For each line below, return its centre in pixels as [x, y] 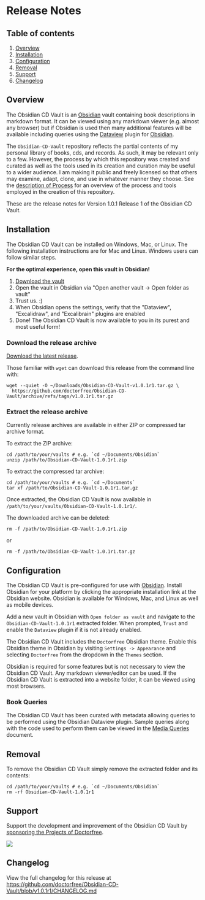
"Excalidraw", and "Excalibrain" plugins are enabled [80, 313]
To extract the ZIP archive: [40, 444]
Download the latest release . [42, 356]
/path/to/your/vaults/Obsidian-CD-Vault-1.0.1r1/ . [72, 506]
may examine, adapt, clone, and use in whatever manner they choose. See [100, 179]
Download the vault [40, 281]
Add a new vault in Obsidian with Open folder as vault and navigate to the [101, 617]
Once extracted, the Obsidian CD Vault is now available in [79, 499]
